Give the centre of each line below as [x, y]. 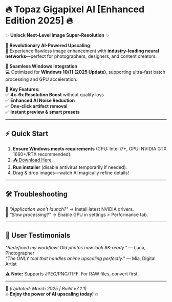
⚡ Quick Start [27, 134]
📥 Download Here [32, 160]
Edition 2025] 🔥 [39, 21]
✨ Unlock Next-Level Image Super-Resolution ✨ [57, 35]
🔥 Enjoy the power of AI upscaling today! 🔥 [52, 294]
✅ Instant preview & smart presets [43, 112]
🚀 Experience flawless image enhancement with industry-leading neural [82, 51]
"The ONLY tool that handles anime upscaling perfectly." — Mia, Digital [80, 258]
